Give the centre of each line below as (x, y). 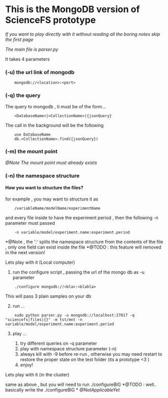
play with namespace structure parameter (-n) (68, 348)
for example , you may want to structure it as (52, 199)
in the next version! (25, 252)
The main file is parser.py (32, 49)
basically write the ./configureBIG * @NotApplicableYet (62, 390)
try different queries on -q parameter (58, 343)
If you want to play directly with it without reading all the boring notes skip (83, 34)
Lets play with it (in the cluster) (37, 374)
